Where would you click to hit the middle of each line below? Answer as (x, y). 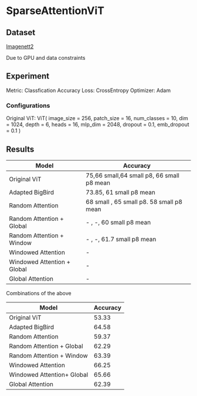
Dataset (21, 33)
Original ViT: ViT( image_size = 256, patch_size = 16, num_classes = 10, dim (97, 118)
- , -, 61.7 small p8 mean (121, 239)
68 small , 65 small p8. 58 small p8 (134, 202)
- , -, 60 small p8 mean (118, 222)
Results (20, 149)
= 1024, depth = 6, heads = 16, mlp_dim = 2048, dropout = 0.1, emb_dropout (98, 125)
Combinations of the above (39, 293)
